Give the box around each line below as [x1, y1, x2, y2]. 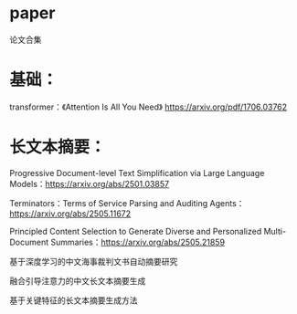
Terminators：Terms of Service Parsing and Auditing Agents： [9, 197, 245, 208]
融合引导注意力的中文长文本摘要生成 [9, 275, 146, 286]
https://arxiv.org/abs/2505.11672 [9, 208, 132, 219]
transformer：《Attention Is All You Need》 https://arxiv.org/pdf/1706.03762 [9, 101, 288, 112]
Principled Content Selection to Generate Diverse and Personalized [9, 225, 262, 236]
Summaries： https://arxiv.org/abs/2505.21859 [49, 236, 226, 247]
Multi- [263, 225, 286, 236]
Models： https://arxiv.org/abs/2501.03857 [9, 178, 170, 189]
